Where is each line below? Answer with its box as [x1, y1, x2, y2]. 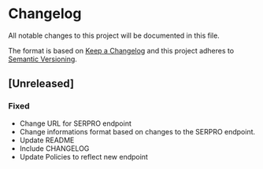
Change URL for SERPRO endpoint [19, 119, 131, 128]
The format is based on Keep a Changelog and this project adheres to [8, 46, 235, 55]
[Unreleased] [8, 77, 75, 90]
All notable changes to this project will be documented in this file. [8, 31, 220, 40]
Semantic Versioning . [8, 54, 77, 64]
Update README [19, 135, 75, 145]
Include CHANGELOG [19, 143, 90, 153]
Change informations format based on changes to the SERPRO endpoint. [19, 127, 256, 136]
